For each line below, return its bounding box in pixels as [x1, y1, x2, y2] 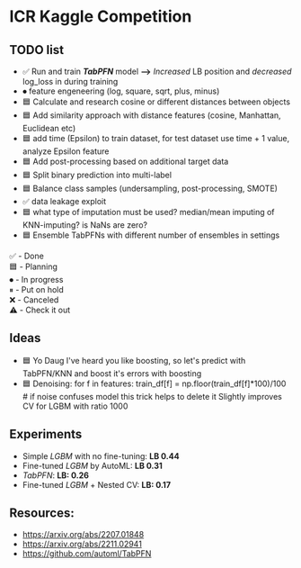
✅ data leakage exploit [22, 196, 107, 206]
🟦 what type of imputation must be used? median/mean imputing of [22, 207, 276, 217]
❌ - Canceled [9, 294, 59, 305]
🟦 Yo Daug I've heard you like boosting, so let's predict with [22, 355, 246, 365]
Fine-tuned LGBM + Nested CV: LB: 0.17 [22, 479, 172, 490]
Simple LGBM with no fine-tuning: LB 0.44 [22, 450, 180, 461]
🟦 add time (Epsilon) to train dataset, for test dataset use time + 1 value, [22, 133, 290, 143]
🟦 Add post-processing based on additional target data [22, 156, 229, 167]
